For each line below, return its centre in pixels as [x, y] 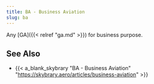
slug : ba [17, 18]
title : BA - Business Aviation [46, 12]
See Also [23, 53]
